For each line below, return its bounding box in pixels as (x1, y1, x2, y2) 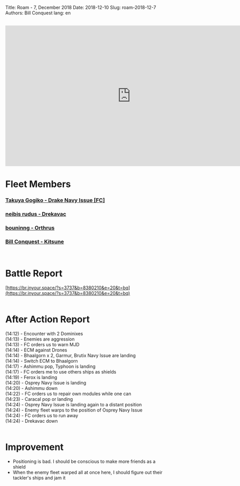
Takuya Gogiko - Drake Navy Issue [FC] (5, 197, 105, 204)
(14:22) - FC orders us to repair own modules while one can (5, 390, 132, 397)
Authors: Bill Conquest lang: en (5, 10, 71, 16)
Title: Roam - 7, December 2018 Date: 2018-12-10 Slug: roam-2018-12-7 (5, 5, 156, 10)
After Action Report (5, 313, 90, 325)
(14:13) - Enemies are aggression (5, 336, 75, 342)
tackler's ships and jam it (12, 475, 66, 481)
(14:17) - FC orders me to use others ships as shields (5, 369, 116, 375)
